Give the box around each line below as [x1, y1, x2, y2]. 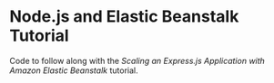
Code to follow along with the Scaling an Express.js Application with [9, 55, 266, 66]
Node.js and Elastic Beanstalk [9, 6, 239, 27]
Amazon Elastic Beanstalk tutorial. [9, 65, 138, 76]
